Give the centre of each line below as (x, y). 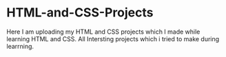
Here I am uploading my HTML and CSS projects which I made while (103, 32)
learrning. (20, 46)
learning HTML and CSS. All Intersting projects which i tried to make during (113, 38)
